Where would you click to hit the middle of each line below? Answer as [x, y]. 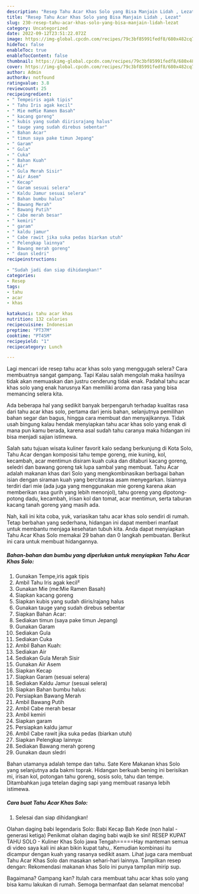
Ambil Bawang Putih [40, 702]
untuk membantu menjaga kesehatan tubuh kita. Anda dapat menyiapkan [96, 529]
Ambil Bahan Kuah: [38, 645]
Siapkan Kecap [33, 671]
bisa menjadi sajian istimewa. [42, 437]
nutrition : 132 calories [37, 319]
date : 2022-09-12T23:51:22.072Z [46, 34]
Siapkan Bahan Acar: [41, 614]
